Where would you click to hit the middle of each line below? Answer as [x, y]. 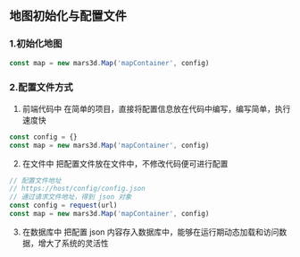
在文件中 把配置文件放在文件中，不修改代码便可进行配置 [125, 163]
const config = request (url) [63, 206]
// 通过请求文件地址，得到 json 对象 [71, 197]
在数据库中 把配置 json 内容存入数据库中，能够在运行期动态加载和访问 [150, 232]
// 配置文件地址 [35, 180]
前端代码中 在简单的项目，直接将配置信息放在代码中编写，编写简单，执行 [156, 108]
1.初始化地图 [36, 44]
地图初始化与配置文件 [68, 16]
